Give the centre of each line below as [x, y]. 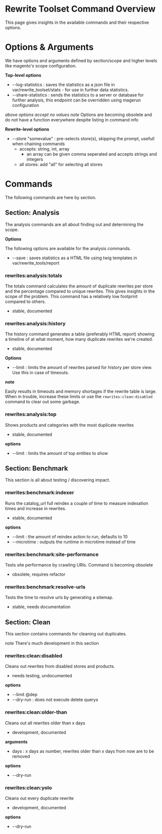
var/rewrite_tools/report [36, 263]
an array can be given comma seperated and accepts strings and [92, 154]
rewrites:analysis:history [35, 323]
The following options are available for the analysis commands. [68, 248]
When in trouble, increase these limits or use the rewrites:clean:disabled [79, 397]
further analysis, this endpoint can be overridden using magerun [76, 100]
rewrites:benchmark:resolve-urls [45, 587]
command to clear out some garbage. [43, 402]
